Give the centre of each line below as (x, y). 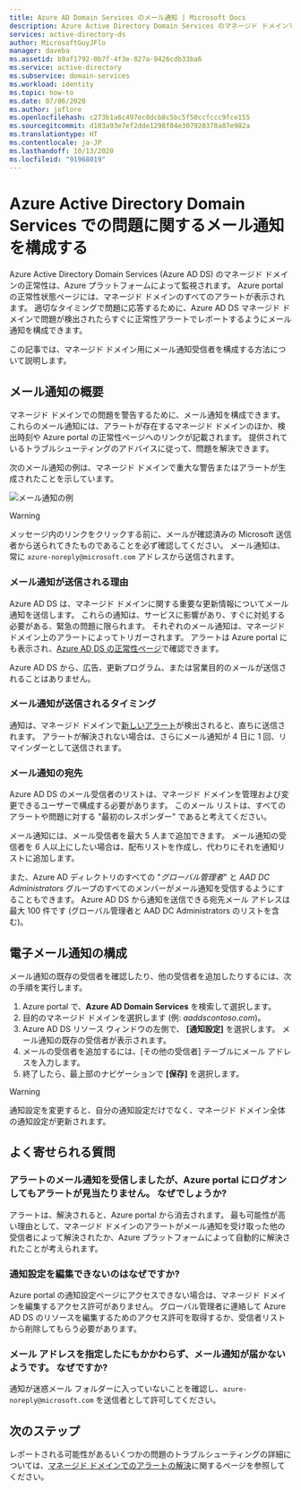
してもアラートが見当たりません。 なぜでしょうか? (118, 1193)
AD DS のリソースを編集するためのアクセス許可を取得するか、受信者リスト (148, 1317)
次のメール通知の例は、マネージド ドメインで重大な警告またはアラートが (144, 468)
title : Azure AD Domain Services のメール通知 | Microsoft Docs (128, 17)
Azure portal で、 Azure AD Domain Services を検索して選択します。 (149, 1006)
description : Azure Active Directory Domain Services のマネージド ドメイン (149, 26)
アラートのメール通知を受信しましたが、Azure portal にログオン (148, 1180)
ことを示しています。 (79, 479)
